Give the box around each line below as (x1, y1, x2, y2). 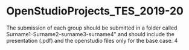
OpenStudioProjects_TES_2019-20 (6, 4, 184, 18)
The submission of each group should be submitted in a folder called (6, 24, 178, 31)
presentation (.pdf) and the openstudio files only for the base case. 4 (6, 37, 178, 44)
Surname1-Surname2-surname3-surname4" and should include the (6, 30, 175, 37)
